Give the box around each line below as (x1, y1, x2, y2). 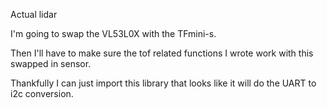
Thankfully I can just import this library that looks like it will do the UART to (10, 77, 317, 89)
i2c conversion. (10, 88, 74, 99)
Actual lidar (10, 9, 58, 20)
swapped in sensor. (10, 58, 92, 69)
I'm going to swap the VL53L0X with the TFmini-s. (10, 28, 217, 39)
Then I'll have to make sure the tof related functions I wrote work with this (10, 47, 314, 59)
